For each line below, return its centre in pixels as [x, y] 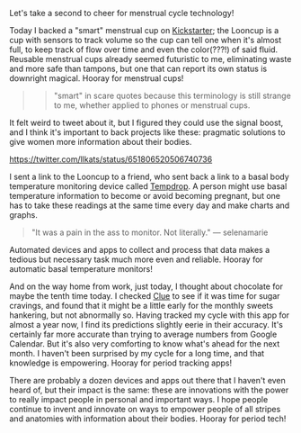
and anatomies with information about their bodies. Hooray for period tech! [148, 419]
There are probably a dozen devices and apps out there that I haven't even [147, 380]
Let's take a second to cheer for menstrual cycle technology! [122, 13]
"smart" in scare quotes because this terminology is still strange [173, 95]
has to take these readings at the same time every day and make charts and [150, 205]
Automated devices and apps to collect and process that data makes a [140, 250]
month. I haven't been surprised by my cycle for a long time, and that [137, 353]
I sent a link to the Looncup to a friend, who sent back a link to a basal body [149, 176]
